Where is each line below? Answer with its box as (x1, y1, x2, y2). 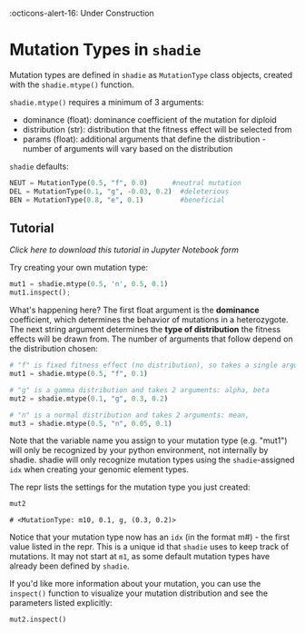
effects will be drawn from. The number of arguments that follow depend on (9, 333, 293, 344)
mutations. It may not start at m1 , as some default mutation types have (9, 551, 271, 562)
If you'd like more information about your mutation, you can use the (9, 579, 261, 589)
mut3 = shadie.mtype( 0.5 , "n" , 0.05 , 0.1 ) (9, 419, 172, 428)
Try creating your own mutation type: (9, 262, 148, 273)
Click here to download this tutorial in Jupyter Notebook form (9, 244, 239, 255)
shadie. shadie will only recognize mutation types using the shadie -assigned (9, 454, 295, 466)
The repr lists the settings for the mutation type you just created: (9, 481, 251, 493)
